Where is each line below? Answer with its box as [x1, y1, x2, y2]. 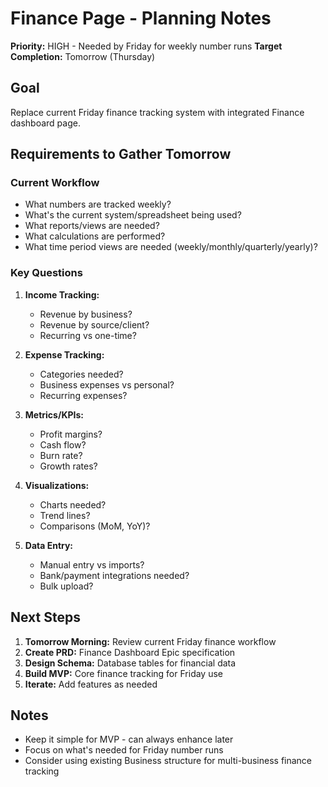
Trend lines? [39, 509, 91, 521]
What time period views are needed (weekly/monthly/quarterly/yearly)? [24, 241, 318, 253]
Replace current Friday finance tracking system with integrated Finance [10, 106, 305, 118]
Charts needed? [39, 498, 107, 511]
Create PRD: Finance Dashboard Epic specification [24, 646, 236, 658]
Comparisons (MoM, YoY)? [39, 520, 151, 532]
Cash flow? [39, 438, 87, 451]
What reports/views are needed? [24, 220, 160, 232]
